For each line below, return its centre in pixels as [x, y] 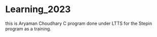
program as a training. [28, 28]
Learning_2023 [38, 9]
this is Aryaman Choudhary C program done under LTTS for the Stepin [79, 23]
